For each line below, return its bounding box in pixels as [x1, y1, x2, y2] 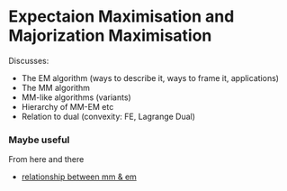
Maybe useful [8, 133, 70, 146]
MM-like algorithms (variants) [21, 92, 131, 103]
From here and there [8, 154, 85, 165]
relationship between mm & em [21, 171, 137, 182]
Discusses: [8, 55, 49, 66]
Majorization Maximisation [8, 25, 212, 46]
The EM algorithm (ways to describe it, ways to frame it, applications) [21, 72, 280, 83]
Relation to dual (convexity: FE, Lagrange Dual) [21, 111, 195, 122]
